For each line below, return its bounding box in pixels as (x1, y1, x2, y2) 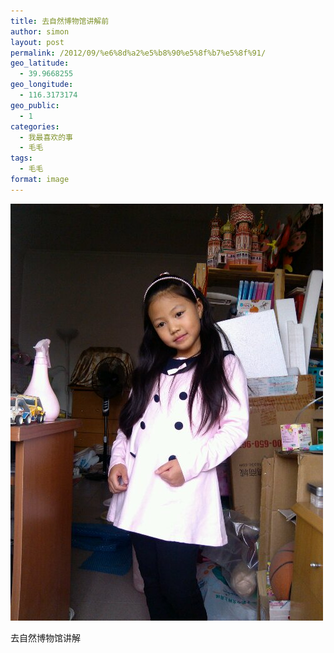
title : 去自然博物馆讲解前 (10, 16, 110, 26)
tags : (10, 153, 33, 164)
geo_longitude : (10, 80, 74, 90)
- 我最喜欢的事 (19, 132, 74, 142)
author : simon (10, 26, 70, 37)
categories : (10, 121, 60, 132)
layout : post (10, 37, 65, 47)
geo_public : (10, 100, 60, 110)
